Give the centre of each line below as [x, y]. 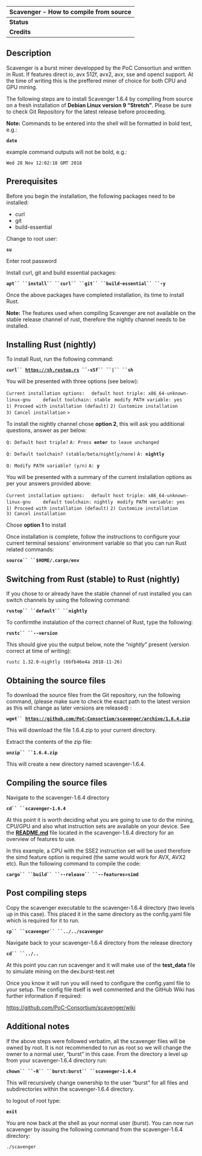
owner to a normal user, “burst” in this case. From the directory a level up [97, 1054]
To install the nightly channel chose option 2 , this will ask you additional [96, 424]
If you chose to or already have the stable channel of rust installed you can [99, 594]
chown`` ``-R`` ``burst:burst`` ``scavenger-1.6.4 [71, 1071]
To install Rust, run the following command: [60, 359]
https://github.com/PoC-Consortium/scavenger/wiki [71, 1008]
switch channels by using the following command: [68, 600]
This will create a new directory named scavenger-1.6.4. [76, 764]
